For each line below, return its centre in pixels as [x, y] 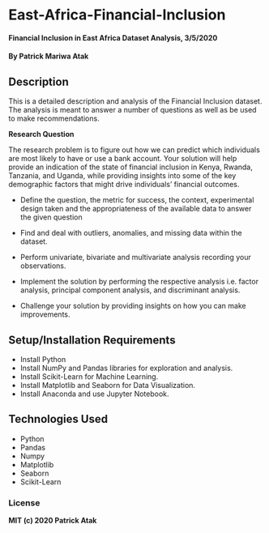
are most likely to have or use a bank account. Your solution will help [123, 159]
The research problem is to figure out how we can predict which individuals [134, 150]
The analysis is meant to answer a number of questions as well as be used [132, 110]
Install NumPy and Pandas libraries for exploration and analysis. [126, 368]
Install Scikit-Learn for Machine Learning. [89, 377]
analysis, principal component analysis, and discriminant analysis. [130, 290]
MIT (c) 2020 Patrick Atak [53, 521]
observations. [43, 266]
